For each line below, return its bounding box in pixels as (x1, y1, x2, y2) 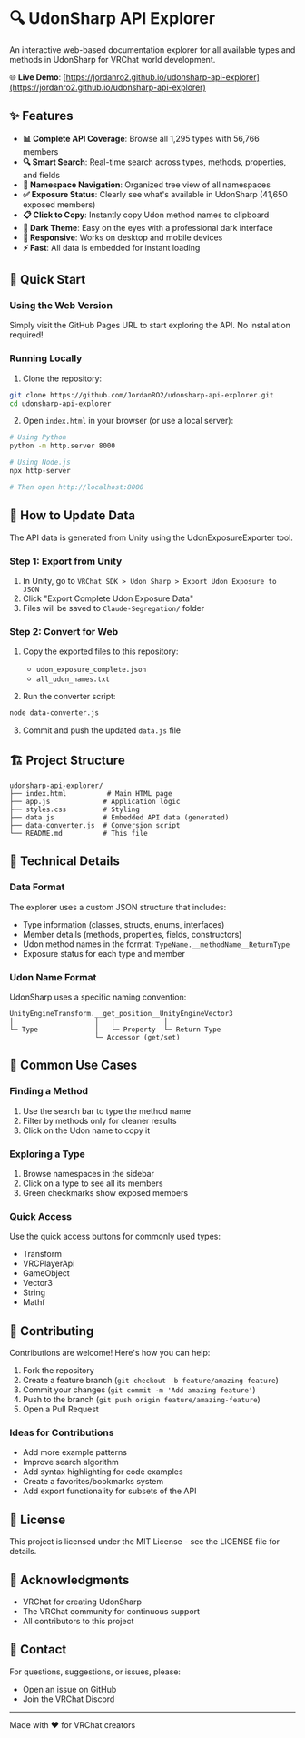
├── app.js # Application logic (9, 797, 181, 806)
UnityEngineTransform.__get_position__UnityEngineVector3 (9, 1009, 233, 1018)
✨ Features (9, 108, 74, 124)
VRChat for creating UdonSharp (22, 1596, 143, 1607)
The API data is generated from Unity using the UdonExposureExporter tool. (9, 532, 293, 543)
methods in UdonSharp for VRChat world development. (9, 54, 216, 65)
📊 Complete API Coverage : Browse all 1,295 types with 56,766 (22, 133, 261, 144)
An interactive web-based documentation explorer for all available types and (9, 44, 296, 55)
